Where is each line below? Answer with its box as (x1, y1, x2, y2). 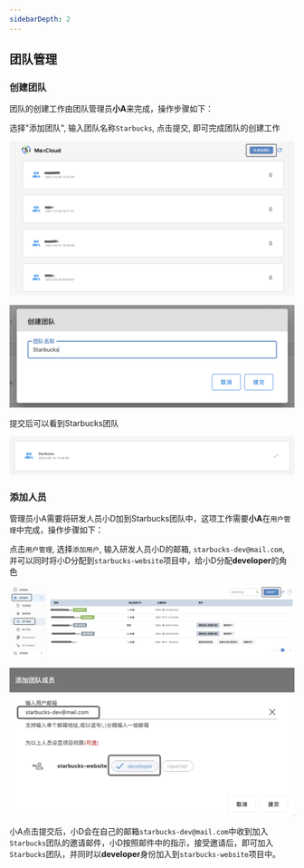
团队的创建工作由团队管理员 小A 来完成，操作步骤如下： (9, 103, 214, 114)
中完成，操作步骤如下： (15, 524, 104, 535)
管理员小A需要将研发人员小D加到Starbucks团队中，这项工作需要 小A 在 (9, 513, 271, 524)
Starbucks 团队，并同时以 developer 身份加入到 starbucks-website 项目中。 (9, 848, 280, 859)
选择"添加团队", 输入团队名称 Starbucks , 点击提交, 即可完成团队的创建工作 (9, 122, 280, 133)
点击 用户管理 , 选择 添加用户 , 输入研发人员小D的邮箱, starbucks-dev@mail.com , (9, 544, 285, 555)
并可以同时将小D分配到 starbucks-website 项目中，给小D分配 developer (9, 555, 271, 566)
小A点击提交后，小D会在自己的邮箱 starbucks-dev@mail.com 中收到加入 (9, 825, 269, 836)
